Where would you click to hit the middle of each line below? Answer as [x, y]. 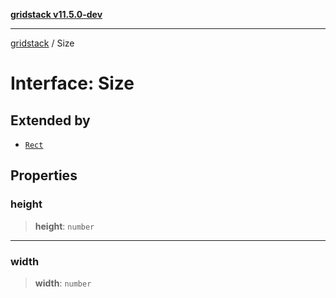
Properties [44, 175]
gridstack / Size [42, 43]
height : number [64, 226]
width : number [63, 283]
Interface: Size [72, 83]
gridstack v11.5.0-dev [56, 14]
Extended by [50, 120]
